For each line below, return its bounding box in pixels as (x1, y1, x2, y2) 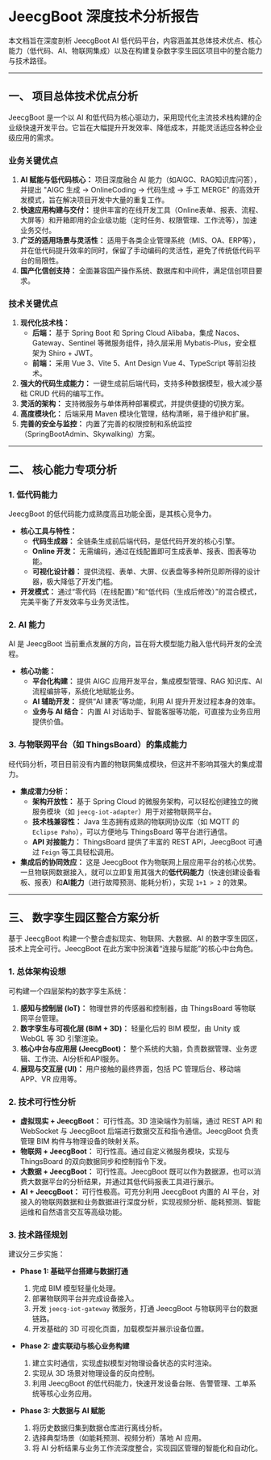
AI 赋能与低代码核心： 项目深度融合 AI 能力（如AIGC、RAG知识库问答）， (19, 175, 261, 184)
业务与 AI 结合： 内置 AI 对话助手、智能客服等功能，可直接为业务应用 (31, 707, 261, 717)
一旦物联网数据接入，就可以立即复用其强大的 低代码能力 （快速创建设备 (19, 867, 254, 877)
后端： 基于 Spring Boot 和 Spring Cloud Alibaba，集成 (31, 328, 214, 338)
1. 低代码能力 (8, 489, 58, 500)
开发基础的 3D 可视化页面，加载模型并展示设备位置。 (31, 1324, 209, 1334)
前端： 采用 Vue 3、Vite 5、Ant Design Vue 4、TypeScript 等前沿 (31, 358, 250, 368)
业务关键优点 (8, 154, 59, 166)
